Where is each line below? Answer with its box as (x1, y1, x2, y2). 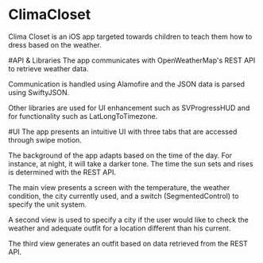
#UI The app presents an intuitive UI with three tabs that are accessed (8, 127, 238, 136)
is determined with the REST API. (8, 167, 117, 177)
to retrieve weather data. (8, 63, 89, 73)
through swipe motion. (8, 135, 82, 144)
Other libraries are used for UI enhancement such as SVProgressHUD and (8, 103, 250, 112)
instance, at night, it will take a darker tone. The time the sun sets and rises (8, 158, 253, 168)
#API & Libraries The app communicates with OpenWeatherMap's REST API (8, 55, 256, 65)
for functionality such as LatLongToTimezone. (8, 111, 158, 120)
